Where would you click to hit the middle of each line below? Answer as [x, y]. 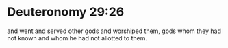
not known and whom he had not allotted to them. [77, 38]
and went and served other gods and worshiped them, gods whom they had [114, 31]
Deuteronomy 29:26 [66, 12]
